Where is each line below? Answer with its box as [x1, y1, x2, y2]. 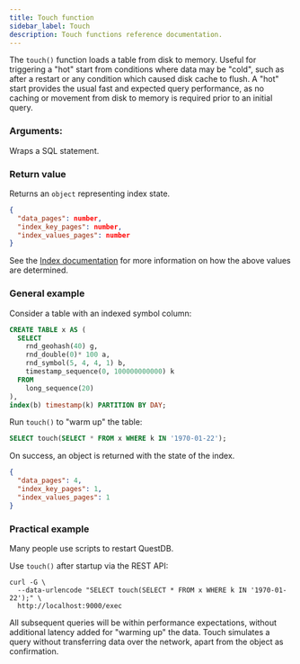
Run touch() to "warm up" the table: [9, 417, 143, 427]
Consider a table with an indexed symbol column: [9, 308, 192, 319]
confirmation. [9, 645, 59, 657]
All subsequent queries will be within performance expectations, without [9, 617, 277, 628]
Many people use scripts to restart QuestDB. [9, 543, 174, 553]
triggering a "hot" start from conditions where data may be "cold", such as [9, 64, 285, 75]
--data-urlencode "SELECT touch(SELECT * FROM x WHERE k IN [17, 586, 247, 595]
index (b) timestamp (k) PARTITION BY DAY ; [9, 400, 167, 409]
